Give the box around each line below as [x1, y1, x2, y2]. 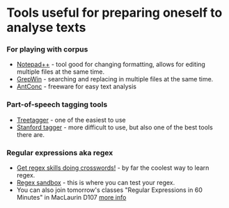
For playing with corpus [6, 45, 88, 54]
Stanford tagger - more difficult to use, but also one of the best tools [16, 123, 213, 131]
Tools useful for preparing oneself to [6, 5, 223, 21]
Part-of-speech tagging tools [6, 99, 108, 109]
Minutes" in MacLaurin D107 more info [16, 193, 127, 202]
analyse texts [6, 19, 86, 35]
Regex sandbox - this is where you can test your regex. [16, 179, 175, 187]
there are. [16, 130, 45, 138]
